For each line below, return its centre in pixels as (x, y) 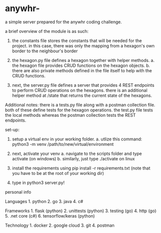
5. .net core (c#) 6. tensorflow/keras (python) (50, 216)
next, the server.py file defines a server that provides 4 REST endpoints (83, 85)
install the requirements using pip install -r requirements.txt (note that (81, 168)
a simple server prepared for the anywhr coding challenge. (64, 22)
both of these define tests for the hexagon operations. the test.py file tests (79, 110)
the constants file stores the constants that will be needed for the (77, 40)
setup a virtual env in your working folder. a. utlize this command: (77, 139)
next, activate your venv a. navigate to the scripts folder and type (77, 154)
